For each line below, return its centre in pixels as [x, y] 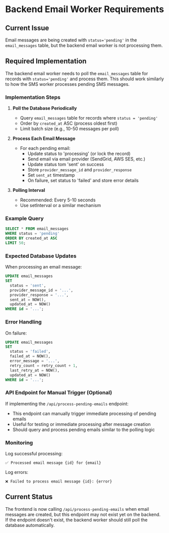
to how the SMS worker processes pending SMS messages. [67, 84]
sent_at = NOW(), [28, 300]
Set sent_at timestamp [51, 175]
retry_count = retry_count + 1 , [44, 365]
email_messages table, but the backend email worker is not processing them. [84, 45]
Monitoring [19, 443]
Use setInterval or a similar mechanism [60, 205]
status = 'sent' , [28, 285]
